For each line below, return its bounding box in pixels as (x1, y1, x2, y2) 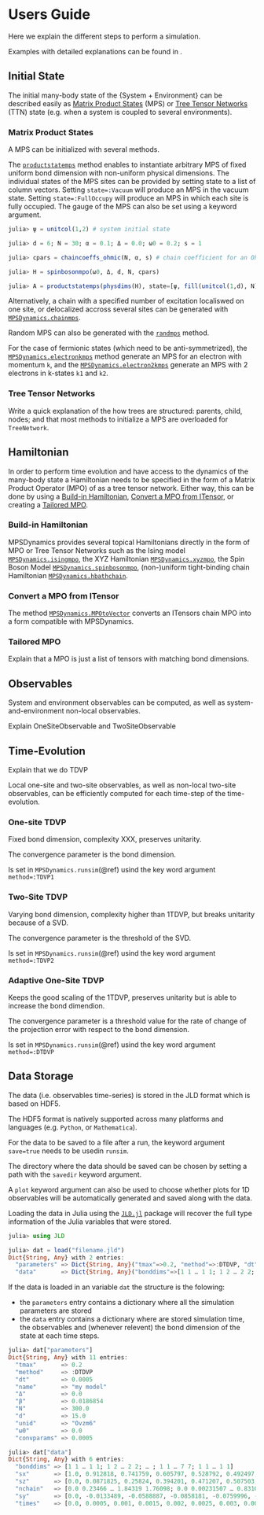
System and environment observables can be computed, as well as (8, 698, 225, 707)
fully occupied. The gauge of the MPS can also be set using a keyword (8, 202, 237, 212)
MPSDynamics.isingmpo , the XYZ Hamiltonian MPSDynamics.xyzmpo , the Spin (8, 554, 245, 563)
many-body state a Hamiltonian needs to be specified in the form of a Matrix (8, 474, 255, 485)
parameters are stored (19, 1306, 93, 1315)
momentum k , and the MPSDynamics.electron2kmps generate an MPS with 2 (8, 360, 248, 370)
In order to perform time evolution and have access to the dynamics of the (8, 466, 249, 476)
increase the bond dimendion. (8, 1001, 105, 1010)
